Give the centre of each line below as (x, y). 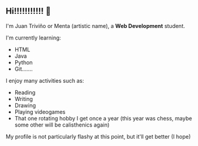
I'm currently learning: (34, 38)
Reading (25, 92)
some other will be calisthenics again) (62, 125)
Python (23, 62)
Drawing (25, 105)
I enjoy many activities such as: (45, 80)
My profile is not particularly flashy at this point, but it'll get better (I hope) (98, 136)
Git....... (23, 69)
